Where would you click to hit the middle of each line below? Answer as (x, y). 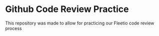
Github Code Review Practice (67, 9)
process (13, 28)
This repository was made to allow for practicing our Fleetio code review (80, 23)
